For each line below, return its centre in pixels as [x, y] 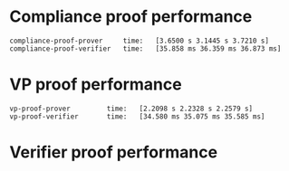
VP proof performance [96, 85]
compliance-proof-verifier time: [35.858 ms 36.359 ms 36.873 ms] [145, 48]
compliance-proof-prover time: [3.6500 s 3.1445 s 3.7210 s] [140, 41]
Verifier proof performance [114, 152]
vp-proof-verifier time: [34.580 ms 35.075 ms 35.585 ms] [137, 116]
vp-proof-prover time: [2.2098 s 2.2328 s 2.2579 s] [131, 109]
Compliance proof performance [131, 17]
